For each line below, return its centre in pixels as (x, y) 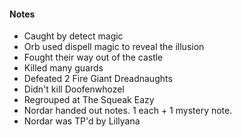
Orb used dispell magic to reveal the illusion (114, 47)
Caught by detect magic (73, 36)
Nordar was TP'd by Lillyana (82, 121)
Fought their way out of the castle (93, 57)
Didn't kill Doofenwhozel (74, 89)
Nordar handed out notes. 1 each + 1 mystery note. (128, 111)
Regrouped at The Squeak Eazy (89, 100)
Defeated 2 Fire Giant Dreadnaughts (98, 79)
